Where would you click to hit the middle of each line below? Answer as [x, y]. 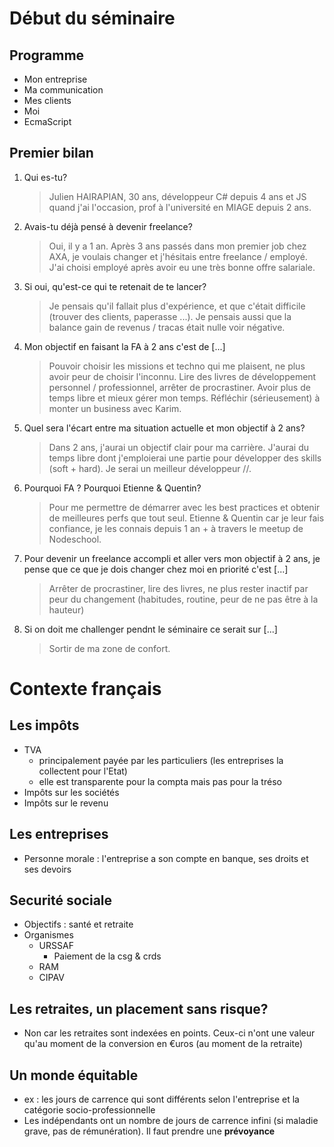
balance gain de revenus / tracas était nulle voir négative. [167, 327]
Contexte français [85, 689]
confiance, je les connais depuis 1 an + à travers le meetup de [176, 528]
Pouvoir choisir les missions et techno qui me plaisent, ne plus [177, 366]
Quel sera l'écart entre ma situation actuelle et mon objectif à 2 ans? [164, 428]
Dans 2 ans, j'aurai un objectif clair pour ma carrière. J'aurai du [179, 447]
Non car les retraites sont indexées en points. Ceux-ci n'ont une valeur [169, 1033]
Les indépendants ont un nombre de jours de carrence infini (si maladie [171, 1121]
